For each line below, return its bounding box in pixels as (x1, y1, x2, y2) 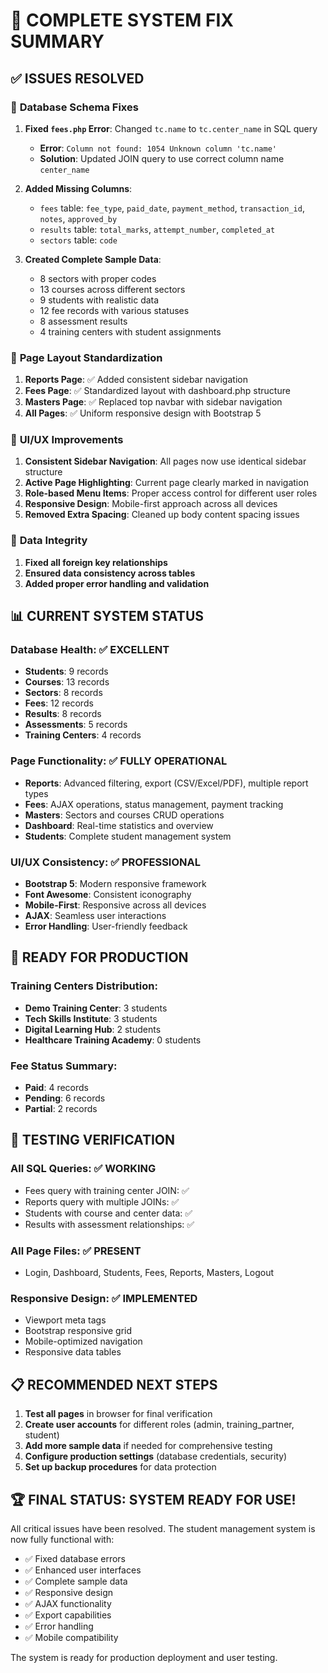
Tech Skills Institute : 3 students (24, 1012, 158, 1024)
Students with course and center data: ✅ (24, 1207, 193, 1219)
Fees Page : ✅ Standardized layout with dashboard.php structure (24, 385, 291, 397)
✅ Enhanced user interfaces (24, 1564, 142, 1576)
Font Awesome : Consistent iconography (24, 889, 192, 901)
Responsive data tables (24, 1346, 122, 1358)
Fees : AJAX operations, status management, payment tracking (24, 798, 284, 810)
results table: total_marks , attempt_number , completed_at (39, 223, 276, 235)
